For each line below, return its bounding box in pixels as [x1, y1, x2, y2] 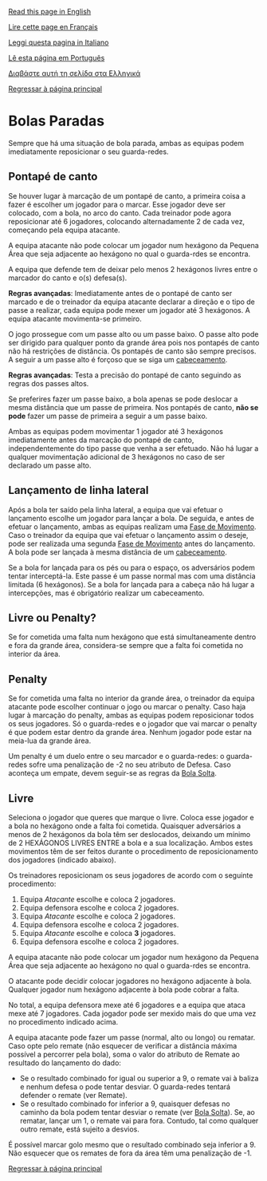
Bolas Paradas [8, 112, 105, 130]
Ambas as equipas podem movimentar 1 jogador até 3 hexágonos [8, 426, 223, 436]
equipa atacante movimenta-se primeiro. [8, 314, 142, 323]
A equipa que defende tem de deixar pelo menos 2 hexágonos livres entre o [8, 264, 258, 274]
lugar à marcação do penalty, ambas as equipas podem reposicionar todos [8, 710, 254, 721]
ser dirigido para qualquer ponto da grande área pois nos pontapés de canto [8, 338, 260, 347]
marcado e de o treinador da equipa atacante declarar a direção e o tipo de [8, 297, 255, 306]
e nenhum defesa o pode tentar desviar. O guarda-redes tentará [19, 1082, 231, 1092]
